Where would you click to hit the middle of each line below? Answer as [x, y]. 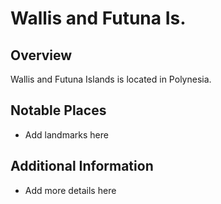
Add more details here [70, 190]
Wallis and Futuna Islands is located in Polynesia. [111, 79]
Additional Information [82, 166]
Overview [41, 55]
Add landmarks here [66, 134]
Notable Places [58, 110]
